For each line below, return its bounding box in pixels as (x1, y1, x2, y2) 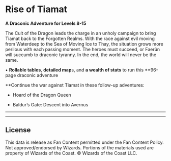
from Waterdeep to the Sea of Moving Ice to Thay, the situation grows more (5, 41, 164, 47)
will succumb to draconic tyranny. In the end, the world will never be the (5, 52, 157, 58)
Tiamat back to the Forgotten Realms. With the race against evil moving (5, 35, 155, 42)
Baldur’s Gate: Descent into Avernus (12, 101, 89, 107)
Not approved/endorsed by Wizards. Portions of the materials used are (5, 144, 154, 150)
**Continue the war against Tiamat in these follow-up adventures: (5, 82, 145, 88)
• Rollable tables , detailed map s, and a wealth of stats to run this (5, 67, 144, 73)
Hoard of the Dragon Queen (12, 92, 71, 98)
